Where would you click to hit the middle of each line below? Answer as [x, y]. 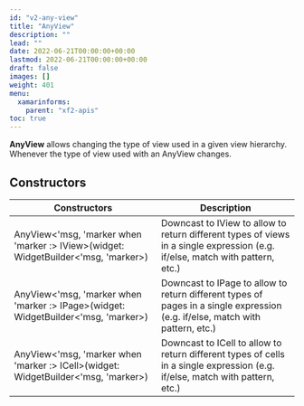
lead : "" [26, 43]
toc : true [28, 118]
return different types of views [226, 234]
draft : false [34, 69]
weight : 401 [32, 85]
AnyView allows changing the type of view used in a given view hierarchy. [148, 145]
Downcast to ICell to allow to [222, 343]
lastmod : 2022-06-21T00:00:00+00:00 [78, 60]
